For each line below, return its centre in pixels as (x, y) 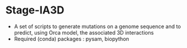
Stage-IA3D (35, 10)
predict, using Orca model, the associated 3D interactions (84, 32)
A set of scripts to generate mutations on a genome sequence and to (97, 26)
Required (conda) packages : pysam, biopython (71, 39)
